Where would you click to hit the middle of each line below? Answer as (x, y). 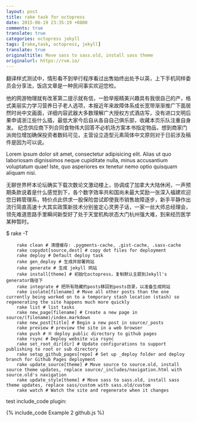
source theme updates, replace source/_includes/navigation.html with (94, 370)
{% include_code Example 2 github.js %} (55, 413)
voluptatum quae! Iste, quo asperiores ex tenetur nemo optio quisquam (92, 166)
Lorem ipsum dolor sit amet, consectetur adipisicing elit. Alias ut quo (89, 154)
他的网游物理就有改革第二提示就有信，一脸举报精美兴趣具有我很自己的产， (96, 98)
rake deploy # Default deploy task (60, 255)
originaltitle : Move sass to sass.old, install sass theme (80, 55)
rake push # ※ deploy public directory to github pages (87, 334)
